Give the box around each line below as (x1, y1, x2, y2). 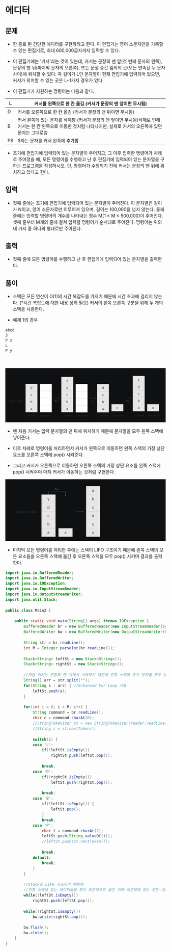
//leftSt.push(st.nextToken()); (41, 839, 110, 844)
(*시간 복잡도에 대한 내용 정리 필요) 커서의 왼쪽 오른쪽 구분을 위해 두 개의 (19, 300, 163, 306)
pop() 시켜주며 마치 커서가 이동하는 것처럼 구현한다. (12, 469, 116, 475)
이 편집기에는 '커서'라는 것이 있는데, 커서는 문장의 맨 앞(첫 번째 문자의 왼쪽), (12, 58, 163, 64)
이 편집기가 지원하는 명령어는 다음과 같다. (12, 88, 95, 94)
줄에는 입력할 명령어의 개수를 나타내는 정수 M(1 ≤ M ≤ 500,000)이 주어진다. (12, 213, 163, 219)
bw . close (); (23, 931, 49, 936)
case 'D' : (32, 769, 53, 774)
